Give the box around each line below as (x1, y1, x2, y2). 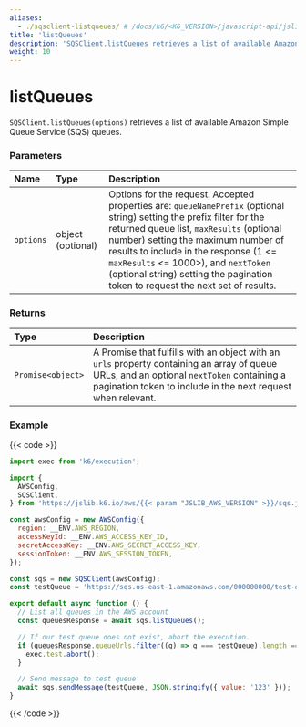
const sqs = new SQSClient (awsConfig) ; (9, 574, 161, 584)
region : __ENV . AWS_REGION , (17, 524, 120, 534)
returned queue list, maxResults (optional (108, 223, 282, 235)
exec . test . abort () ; (25, 649, 100, 659)
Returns (9, 306, 46, 319)
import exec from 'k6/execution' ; (9, 457, 141, 466)
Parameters (9, 149, 62, 161)
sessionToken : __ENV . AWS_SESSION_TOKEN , (17, 549, 173, 558)
